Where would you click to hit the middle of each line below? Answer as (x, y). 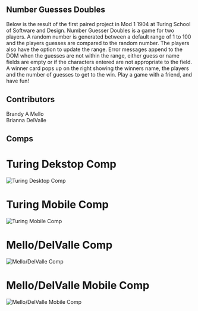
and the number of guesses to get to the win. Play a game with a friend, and (99, 74)
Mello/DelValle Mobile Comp (78, 286)
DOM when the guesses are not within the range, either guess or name (93, 55)
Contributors (31, 99)
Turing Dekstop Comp (62, 164)
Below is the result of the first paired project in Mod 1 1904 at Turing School (98, 24)
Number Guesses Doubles (56, 10)
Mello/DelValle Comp (59, 245)
